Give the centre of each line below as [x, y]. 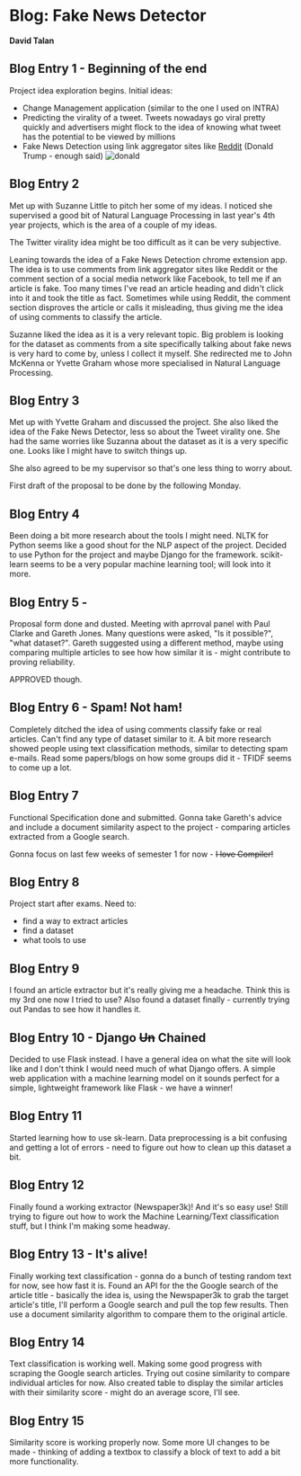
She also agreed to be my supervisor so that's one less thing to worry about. [151, 468]
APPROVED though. [46, 679]
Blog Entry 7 [44, 796]
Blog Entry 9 [44, 969]
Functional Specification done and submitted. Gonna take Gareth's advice [146, 817]
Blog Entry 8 [44, 882]
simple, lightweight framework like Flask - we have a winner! [121, 1088]
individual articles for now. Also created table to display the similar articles [146, 1383]
